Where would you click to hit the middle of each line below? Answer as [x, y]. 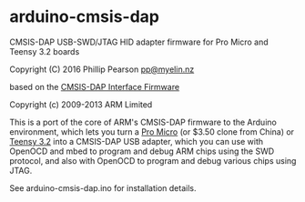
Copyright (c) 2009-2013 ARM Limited [81, 104]
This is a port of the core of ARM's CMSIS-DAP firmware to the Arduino [143, 122]
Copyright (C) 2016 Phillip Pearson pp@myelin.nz [102, 69]
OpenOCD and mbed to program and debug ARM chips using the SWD [142, 151]
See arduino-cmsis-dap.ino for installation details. [103, 187]
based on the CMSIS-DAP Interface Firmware [95, 86]
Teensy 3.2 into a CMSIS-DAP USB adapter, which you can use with [137, 141]
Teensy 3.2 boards [45, 51]
